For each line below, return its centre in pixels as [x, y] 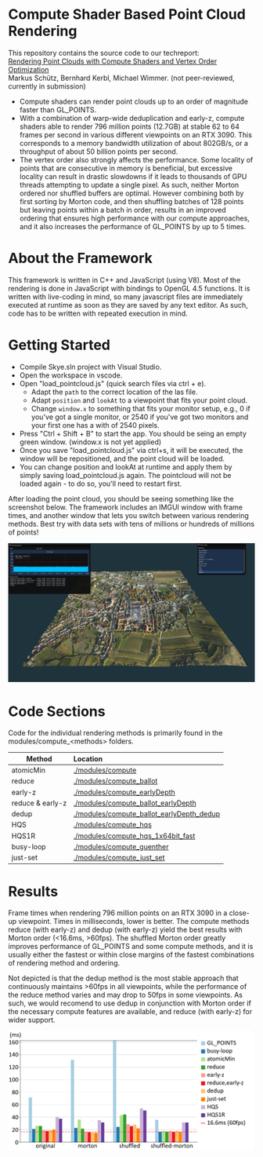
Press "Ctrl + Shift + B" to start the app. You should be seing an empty [133, 433]
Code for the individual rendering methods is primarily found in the [115, 733]
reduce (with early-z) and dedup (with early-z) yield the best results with [125, 930]
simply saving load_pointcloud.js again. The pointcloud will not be [125, 475]
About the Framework [80, 259]
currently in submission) [47, 86]
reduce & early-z [39, 803]
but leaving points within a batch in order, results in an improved [123, 210]
